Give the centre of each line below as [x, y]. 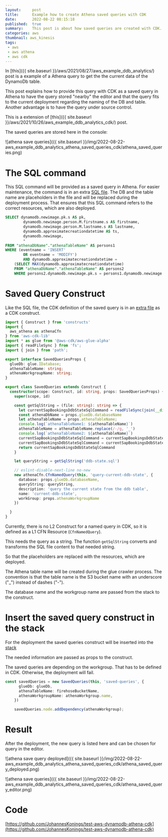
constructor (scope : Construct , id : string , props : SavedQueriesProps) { [87, 392]
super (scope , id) [32, 396]
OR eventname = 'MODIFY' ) [50, 255]
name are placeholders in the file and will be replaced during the [71, 198]
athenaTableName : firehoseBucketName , [59, 691]
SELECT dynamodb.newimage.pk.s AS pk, [45, 217]
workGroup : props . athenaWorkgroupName [59, 498]
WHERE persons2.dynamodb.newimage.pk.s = [58, 273]
